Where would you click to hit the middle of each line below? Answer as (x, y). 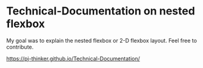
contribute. (20, 47)
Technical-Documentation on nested (101, 11)
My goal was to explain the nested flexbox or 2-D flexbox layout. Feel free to (101, 40)
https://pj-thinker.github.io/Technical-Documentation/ (73, 58)
